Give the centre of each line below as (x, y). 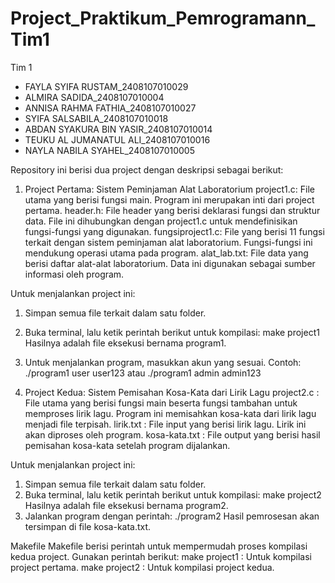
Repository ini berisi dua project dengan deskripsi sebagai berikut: (147, 169)
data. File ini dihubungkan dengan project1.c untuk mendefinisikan (161, 221)
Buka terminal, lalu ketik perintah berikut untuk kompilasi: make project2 (173, 494)
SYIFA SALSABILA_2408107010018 (96, 118)
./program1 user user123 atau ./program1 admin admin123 (143, 373)
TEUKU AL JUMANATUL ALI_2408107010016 (117, 139)
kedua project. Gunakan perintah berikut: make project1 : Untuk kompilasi (161, 556)
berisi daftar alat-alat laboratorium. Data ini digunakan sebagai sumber (170, 263)
